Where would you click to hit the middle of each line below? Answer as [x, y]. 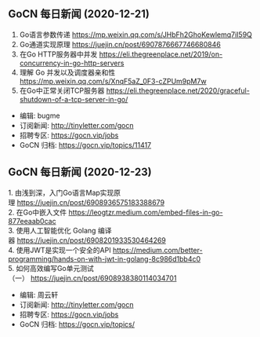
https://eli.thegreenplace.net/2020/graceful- [178, 90]
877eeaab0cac [32, 221]
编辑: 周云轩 [39, 295]
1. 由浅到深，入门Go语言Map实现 [61, 192]
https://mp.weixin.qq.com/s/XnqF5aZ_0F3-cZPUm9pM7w [113, 81]
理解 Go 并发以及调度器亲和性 [67, 72]
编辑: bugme [40, 115]
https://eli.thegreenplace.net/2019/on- [161, 54]
